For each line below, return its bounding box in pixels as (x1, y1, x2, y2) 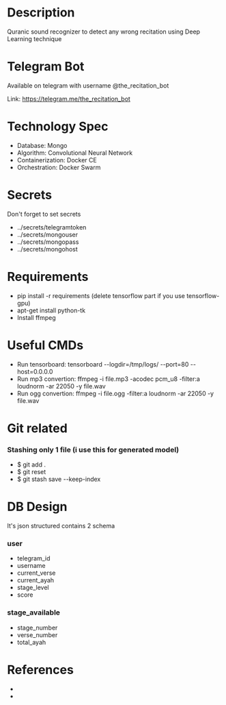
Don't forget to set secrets (7, 210, 81, 218)
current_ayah (16, 576, 55, 584)
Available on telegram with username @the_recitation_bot (7, 81, 169, 90)
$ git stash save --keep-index (16, 475, 101, 484)
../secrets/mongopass (16, 238, 79, 246)
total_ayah (16, 638, 46, 646)
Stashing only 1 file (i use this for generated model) (7, 445, 180, 454)
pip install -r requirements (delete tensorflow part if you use (16, 291, 186, 299)
